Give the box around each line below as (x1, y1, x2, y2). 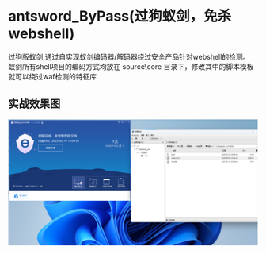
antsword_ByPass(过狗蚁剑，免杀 (8, 7, 232, 25)
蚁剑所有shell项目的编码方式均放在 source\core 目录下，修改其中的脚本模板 (8, 61, 254, 71)
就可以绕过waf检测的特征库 (8, 71, 97, 81)
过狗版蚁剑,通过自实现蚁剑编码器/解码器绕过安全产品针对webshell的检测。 (8, 52, 250, 61)
